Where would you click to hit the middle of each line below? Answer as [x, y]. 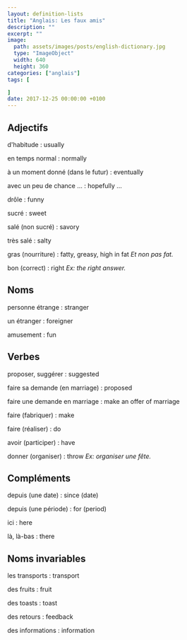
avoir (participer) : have [41, 442]
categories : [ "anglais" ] [44, 73]
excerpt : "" [25, 34]
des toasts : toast [32, 603]
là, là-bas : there [31, 536]
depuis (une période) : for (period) [57, 509]
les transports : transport [43, 576]
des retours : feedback [40, 617]
